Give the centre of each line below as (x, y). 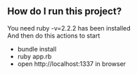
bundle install (37, 49)
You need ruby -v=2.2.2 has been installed (69, 28)
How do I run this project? (65, 11)
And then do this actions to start (54, 35)
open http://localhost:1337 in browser (72, 64)
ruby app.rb (34, 56)
